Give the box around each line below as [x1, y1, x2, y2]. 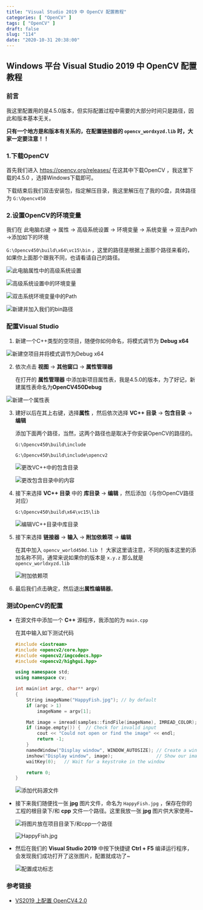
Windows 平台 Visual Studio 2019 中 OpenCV [6, 61, 179, 71]
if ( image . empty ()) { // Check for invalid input [26, 725, 157, 731]
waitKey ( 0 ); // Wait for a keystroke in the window [26, 759, 165, 765]
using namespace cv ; [15, 675, 67, 681]
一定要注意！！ [11, 135, 49, 142]
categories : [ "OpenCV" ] [6, 15, 72, 21]
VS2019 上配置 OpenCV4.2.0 [15, 897, 87, 904]
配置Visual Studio [6, 322, 59, 331]
